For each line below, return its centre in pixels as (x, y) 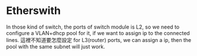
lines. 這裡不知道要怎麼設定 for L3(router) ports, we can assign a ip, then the (99, 40)
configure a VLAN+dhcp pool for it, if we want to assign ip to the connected (98, 33)
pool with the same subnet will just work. (56, 46)
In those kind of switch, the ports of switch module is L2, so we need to (93, 27)
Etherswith (33, 11)
